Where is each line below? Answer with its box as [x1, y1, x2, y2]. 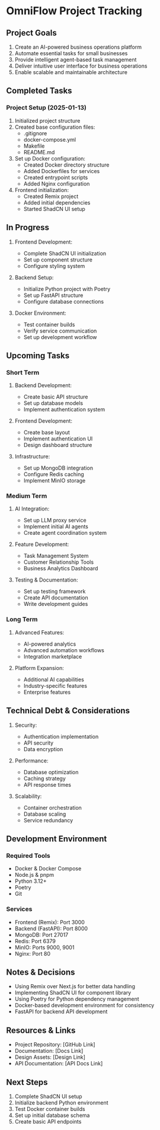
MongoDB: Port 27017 [14, 931, 69, 938]
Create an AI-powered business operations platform [14, 43, 142, 50]
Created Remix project [23, 193, 79, 200]
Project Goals [6, 28, 57, 38]
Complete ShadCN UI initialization [23, 250, 107, 257]
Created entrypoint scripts [23, 174, 88, 181]
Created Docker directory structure [23, 161, 110, 168]
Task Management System [23, 553, 89, 560]
